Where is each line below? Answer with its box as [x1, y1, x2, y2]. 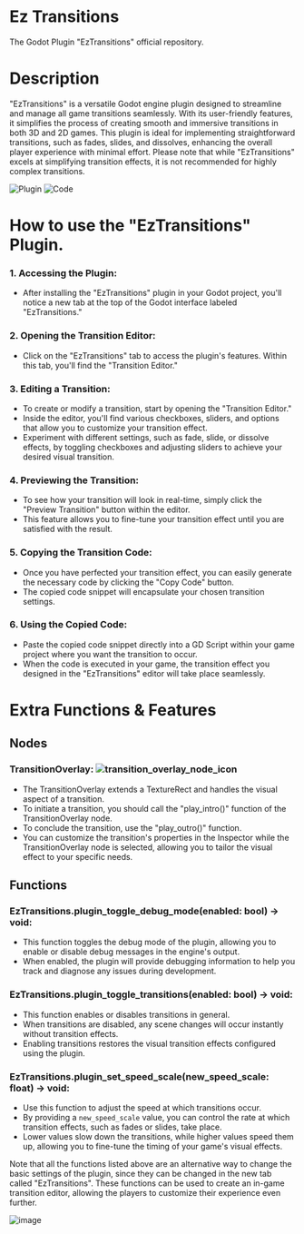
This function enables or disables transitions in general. [22, 1009, 230, 1020]
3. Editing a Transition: [9, 382, 111, 395]
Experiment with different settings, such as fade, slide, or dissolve [22, 431, 270, 442]
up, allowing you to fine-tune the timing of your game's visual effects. [22, 1141, 283, 1151]
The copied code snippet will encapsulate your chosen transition [22, 586, 265, 597]
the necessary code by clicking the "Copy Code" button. [22, 577, 234, 587]
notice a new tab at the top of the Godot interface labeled [22, 297, 238, 308]
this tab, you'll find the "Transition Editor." [22, 360, 179, 370]
